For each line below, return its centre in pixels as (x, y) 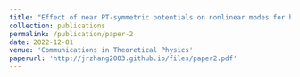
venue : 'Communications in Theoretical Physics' (101, 50)
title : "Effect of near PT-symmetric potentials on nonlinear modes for (147, 17)
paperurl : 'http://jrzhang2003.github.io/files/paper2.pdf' (124, 58)
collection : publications (57, 26)
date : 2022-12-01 (42, 42)
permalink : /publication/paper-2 (71, 34)
